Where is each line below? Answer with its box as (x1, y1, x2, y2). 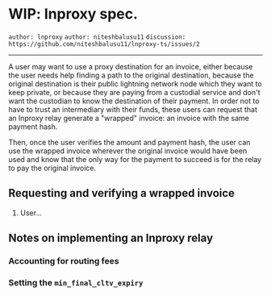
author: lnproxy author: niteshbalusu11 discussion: (8, 33, 186, 41)
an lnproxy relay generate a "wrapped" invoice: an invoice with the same (8, 113, 250, 123)
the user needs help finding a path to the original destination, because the (8, 70, 254, 80)
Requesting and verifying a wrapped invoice (8, 186, 236, 200)
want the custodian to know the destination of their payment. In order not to (8, 96, 260, 106)
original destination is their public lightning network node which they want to (8, 78, 262, 89)
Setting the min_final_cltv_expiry (8, 277, 144, 288)
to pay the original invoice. (8, 163, 97, 173)
